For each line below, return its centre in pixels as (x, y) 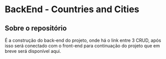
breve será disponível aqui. (33, 51)
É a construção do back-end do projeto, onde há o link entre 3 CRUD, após (83, 40)
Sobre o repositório (36, 28)
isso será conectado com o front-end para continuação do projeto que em (82, 46)
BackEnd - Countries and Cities (72, 9)
